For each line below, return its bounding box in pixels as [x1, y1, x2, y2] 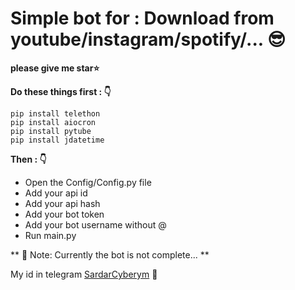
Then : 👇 [10, 153, 47, 165]
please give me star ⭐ [10, 62, 100, 74]
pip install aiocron [10, 117, 97, 127]
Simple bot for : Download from [10, 7, 275, 30]
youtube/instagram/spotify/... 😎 [10, 28, 287, 51]
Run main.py [24, 229, 77, 241]
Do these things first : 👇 [10, 85, 112, 97]
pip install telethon [10, 108, 101, 119]
